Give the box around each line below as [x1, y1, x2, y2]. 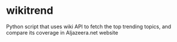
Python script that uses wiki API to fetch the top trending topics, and [6, 23, 172, 30]
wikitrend [6, 4, 54, 17]
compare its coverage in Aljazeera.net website [6, 29, 119, 36]
